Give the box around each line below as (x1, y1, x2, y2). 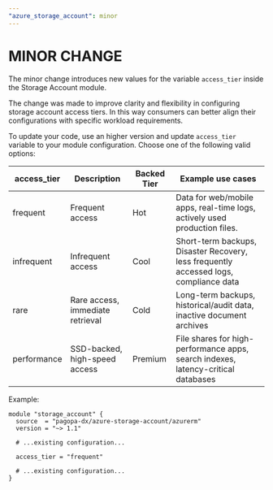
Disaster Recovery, (175, 245, 248, 257)
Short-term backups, (175, 235, 258, 246)
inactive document (175, 310, 247, 321)
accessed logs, (175, 266, 234, 277)
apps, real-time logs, (175, 202, 256, 213)
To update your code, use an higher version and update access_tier (8, 131, 237, 141)
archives (175, 319, 209, 331)
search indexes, (175, 353, 236, 364)
